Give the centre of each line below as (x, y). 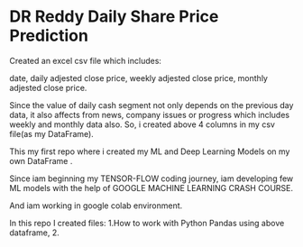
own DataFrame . (41, 160)
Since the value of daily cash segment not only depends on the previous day (151, 105)
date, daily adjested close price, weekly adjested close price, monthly (139, 78)
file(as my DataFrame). (52, 133)
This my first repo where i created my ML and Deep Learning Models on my (150, 151)
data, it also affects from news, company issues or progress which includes (150, 114)
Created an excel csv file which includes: (86, 60)
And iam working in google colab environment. (96, 206)
